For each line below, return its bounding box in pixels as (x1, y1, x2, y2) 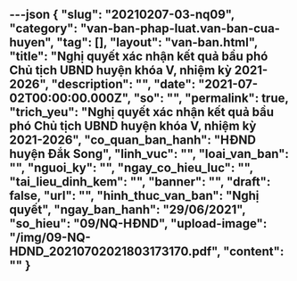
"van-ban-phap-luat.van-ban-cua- (79, 21, 281, 37)
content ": (228, 244, 285, 260)
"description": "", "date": (51, 77, 196, 92)
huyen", (9, 35, 54, 50)
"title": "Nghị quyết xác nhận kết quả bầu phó (9, 49, 268, 64)
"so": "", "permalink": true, (133, 91, 289, 106)
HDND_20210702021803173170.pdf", (9, 244, 221, 260)
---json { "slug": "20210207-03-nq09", (9, 7, 235, 22)
